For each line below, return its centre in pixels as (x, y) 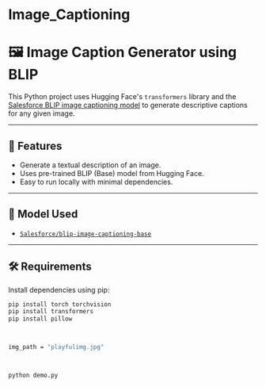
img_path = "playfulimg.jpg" (56, 347)
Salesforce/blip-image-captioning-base (85, 234)
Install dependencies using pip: (59, 289)
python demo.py (33, 376)
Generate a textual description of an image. (90, 165)
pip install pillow (40, 319)
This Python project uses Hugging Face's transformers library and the (122, 97)
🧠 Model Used (43, 215)
